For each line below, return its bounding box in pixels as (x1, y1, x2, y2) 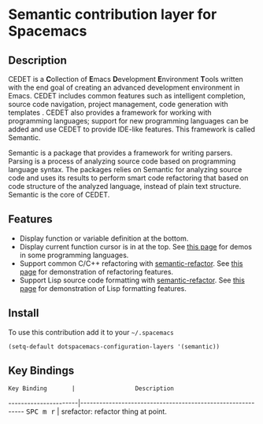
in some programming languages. (19, 250, 129, 260)
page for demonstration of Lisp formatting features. (19, 283, 187, 293)
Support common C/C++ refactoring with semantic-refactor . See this (19, 258, 243, 268)
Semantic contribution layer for (8, 6, 217, 24)
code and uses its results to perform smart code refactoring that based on (8, 173, 249, 183)
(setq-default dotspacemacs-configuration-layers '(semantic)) (8, 342, 220, 351)
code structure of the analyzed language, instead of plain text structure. (8, 182, 242, 190)
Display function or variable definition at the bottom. (19, 234, 189, 243)
